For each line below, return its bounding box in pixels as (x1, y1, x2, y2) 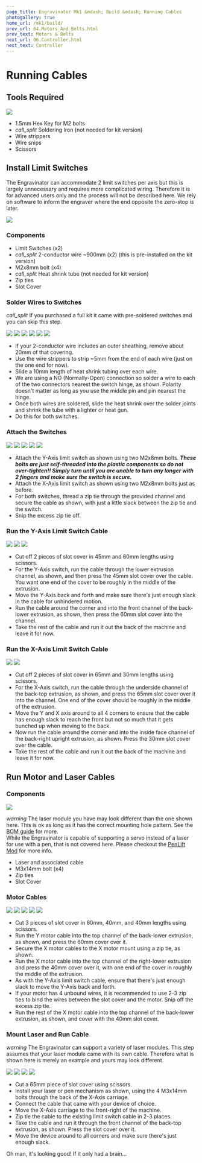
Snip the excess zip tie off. (14, 512, 81, 519)
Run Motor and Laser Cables (6, 772, 115, 782)
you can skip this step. (6, 318, 62, 326)
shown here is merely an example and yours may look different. (6, 1057, 164, 1064)
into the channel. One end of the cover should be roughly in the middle (14, 697, 191, 704)
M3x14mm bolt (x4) (14, 865, 64, 872)
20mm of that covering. (14, 349, 74, 356)
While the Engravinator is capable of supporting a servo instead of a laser (6, 834, 189, 841)
